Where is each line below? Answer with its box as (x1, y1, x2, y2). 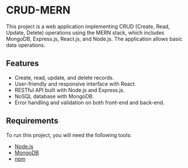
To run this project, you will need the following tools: (6, 131, 132, 138)
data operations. (6, 42, 46, 49)
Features (6, 59, 39, 68)
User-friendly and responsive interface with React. (14, 80, 137, 87)
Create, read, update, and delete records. (14, 74, 114, 81)
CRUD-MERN (6, 4, 71, 17)
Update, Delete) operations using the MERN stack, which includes (6, 29, 165, 36)
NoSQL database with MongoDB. (14, 92, 95, 100)
